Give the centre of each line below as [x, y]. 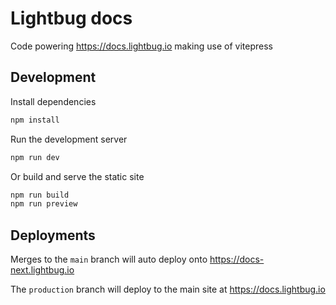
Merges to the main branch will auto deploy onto [109, 259]
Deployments [53, 235]
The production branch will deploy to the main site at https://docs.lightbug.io [168, 289]
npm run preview [44, 204]
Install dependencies [53, 101]
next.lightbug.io [42, 270]
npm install [35, 120]
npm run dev [35, 157]
